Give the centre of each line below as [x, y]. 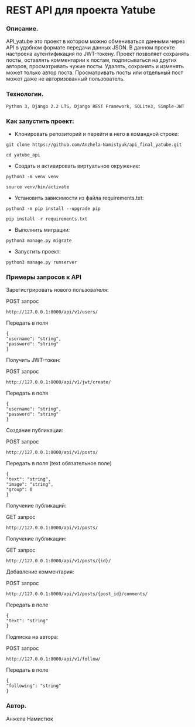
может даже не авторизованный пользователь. [65, 79]
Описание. [22, 29]
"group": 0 [19, 490]
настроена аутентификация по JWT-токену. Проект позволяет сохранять [97, 54]
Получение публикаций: [36, 506]
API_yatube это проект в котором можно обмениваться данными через [95, 41]
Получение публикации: [36, 539]
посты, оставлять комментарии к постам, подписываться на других [91, 60]
